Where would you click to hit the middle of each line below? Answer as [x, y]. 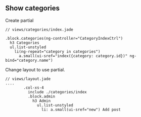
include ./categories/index [57, 92]
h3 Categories [25, 43]
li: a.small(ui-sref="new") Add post [81, 109]
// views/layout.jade [28, 79]
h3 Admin [41, 101]
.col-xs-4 [34, 87]
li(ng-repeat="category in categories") [57, 51]
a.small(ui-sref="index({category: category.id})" [73, 56]
